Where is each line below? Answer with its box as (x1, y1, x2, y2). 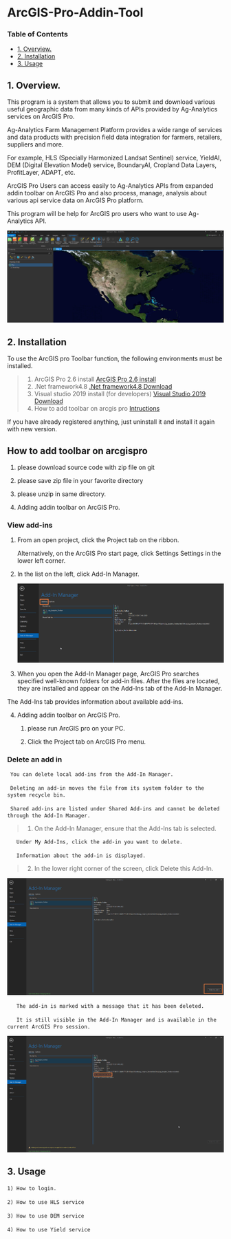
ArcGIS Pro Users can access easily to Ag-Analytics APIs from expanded (7, 182, 214, 190)
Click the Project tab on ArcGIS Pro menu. (27, 737, 146, 746)
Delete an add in (7, 755, 63, 764)
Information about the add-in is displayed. (16, 852, 146, 859)
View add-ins (7, 520, 53, 530)
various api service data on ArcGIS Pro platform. (7, 196, 144, 204)
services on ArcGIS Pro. (7, 112, 75, 121)
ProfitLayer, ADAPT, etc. (7, 169, 76, 177)
